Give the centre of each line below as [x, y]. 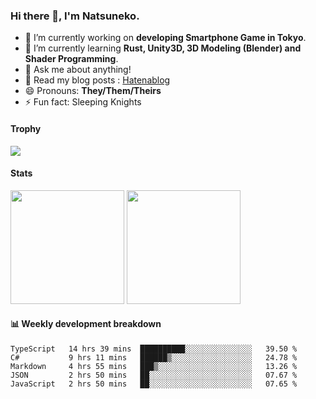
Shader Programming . [71, 59]
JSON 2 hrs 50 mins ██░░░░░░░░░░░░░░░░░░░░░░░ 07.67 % [154, 375]
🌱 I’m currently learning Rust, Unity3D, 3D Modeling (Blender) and [163, 48]
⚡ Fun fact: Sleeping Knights [83, 102]
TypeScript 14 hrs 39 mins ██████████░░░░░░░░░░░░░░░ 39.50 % [154, 349]
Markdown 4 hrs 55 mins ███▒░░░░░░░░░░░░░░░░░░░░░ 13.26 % [154, 366]
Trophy [26, 128]
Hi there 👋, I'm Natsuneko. [75, 16]
